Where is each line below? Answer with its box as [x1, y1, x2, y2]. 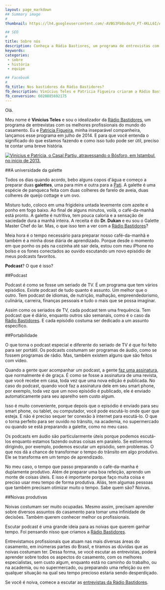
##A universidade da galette [5, 167, 62, 173]
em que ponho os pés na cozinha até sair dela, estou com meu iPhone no [5, 243, 154, 248]
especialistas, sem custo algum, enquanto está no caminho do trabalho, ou [5, 559, 157, 565]
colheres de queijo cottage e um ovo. [5, 192, 81, 198]
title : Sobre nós [5, 39, 41, 44]
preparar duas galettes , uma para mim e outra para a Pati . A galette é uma [5, 182, 156, 187]
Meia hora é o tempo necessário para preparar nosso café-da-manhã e [5, 232, 150, 238]
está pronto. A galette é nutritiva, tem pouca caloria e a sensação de [5, 212, 143, 218]
